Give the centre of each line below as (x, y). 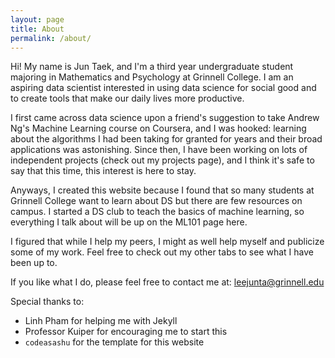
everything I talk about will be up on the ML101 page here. (129, 222)
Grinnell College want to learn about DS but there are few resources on (156, 201)
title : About (37, 29)
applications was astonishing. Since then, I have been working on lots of (159, 150)
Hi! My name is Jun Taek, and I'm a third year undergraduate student (152, 67)
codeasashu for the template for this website (114, 342)
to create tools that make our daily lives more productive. (127, 98)
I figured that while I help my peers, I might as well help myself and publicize (167, 242)
